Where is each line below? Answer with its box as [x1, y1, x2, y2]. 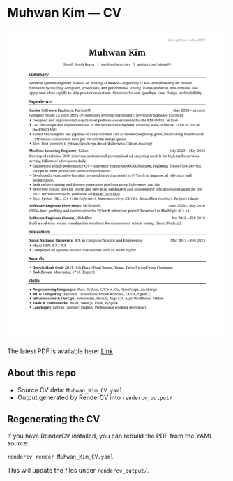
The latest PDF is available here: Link [7, 347, 114, 355]
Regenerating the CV [7, 413, 100, 425]
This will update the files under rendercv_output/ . [7, 466, 149, 475]
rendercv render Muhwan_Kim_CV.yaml [7, 454, 114, 461]
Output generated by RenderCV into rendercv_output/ [17, 393, 173, 401]
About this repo [7, 367, 77, 379]
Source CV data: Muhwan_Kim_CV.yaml [17, 385, 123, 394]
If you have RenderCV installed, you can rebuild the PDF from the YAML [7, 431, 213, 441]
